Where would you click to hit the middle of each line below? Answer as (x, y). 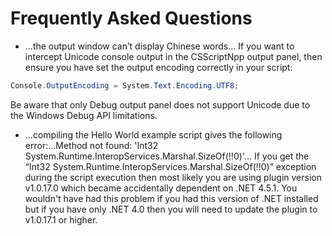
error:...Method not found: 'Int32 (91, 145)
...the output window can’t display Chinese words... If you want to (159, 46)
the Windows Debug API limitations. (84, 115)
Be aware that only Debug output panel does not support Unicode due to (160, 104)
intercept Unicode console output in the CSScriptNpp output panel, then (173, 56)
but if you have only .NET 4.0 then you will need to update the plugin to (171, 209)
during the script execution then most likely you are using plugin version (173, 177)
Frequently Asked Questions (131, 18)
